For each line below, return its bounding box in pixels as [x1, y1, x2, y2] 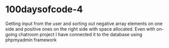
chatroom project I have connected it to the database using [18, 31, 143, 37]
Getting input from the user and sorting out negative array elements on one [5, 20, 163, 27]
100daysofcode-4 [5, 4, 83, 15]
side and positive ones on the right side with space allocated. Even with [5, 26, 155, 32]
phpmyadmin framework [5, 37, 57, 43]
